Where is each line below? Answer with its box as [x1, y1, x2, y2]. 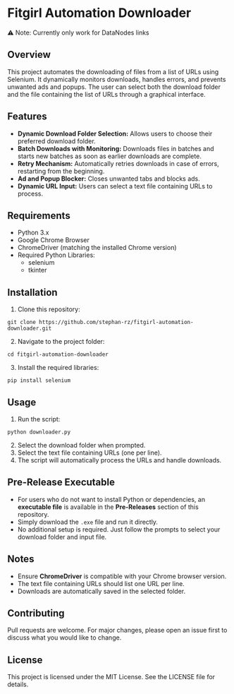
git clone [7, 319, 37, 326]
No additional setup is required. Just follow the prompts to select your [17, 525, 221, 534]
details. [7, 680, 29, 689]
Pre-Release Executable [7, 477, 115, 489]
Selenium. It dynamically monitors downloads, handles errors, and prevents [7, 75, 226, 83]
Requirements [7, 210, 70, 222]
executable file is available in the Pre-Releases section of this [17, 503, 199, 511]
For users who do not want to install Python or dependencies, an [17, 495, 206, 503]
